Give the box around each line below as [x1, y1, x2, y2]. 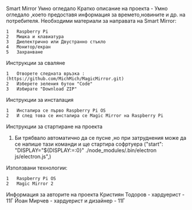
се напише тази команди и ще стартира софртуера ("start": [14, 140, 164, 147]
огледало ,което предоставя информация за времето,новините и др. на [6, 11, 186, 18]
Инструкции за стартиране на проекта [6, 123, 103, 130]
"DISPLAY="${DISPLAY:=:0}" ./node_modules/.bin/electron [14, 147, 157, 154]
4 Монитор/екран [6, 44, 51, 50]
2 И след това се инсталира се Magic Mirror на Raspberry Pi [6, 113, 164, 119]
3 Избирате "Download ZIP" [6, 86, 77, 92]
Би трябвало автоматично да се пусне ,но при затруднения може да [14, 135, 187, 141]
